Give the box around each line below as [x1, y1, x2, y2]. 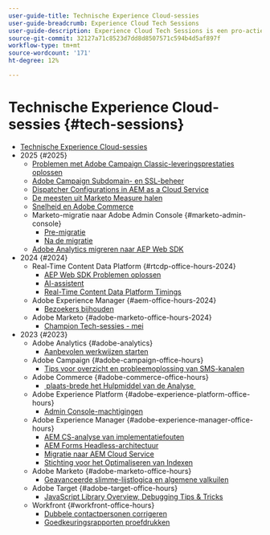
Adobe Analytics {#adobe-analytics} [31, 338, 153, 348]
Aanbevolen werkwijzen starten [43, 346, 149, 356]
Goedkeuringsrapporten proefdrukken [43, 517, 170, 527]
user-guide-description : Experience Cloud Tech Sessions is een [8, 27, 228, 35]
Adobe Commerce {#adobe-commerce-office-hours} [31, 372, 209, 382]
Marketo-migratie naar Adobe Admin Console [31, 210, 183, 219]
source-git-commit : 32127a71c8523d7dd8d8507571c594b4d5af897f [8, 34, 221, 43]
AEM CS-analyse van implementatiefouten [43, 431, 185, 442]
